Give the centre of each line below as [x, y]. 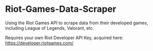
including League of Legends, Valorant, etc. [50, 28]
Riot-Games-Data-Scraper [61, 9]
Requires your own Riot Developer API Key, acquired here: [64, 38]
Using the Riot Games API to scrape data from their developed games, [77, 23]
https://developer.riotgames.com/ [39, 43]
